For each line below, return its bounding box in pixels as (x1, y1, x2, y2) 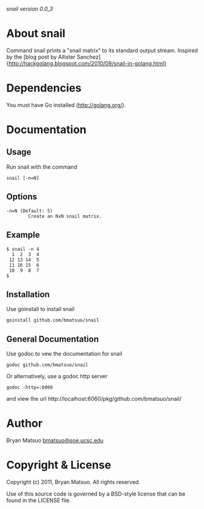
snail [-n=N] (6, 175, 40, 181)
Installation (6, 289, 50, 299)
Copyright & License (6, 458, 111, 472)
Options (6, 192, 38, 202)
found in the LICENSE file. (6, 497, 71, 504)
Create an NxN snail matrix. (28, 213, 102, 219)
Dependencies (6, 81, 82, 95)
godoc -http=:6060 (6, 384, 53, 390)
